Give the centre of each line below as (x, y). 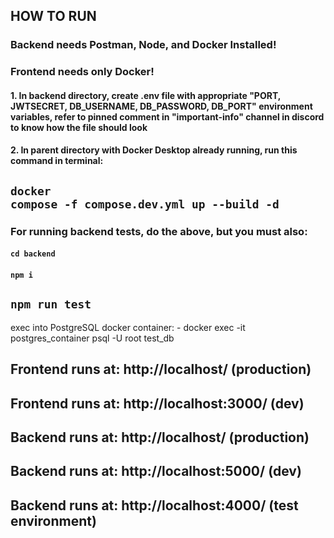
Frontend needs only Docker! (82, 72)
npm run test (51, 304)
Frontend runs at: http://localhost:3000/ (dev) (157, 403)
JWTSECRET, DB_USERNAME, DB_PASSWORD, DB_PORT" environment (161, 106)
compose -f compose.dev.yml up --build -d (145, 204)
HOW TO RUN (53, 16)
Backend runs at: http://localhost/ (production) (160, 437)
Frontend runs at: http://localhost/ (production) (161, 369)
